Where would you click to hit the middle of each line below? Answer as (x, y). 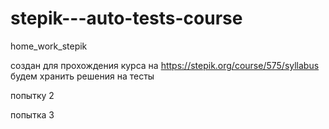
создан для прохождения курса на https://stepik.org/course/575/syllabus (165, 65)
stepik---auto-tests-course (126, 18)
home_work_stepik (49, 46)
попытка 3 (32, 114)
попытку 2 (32, 95)
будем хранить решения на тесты (82, 76)
